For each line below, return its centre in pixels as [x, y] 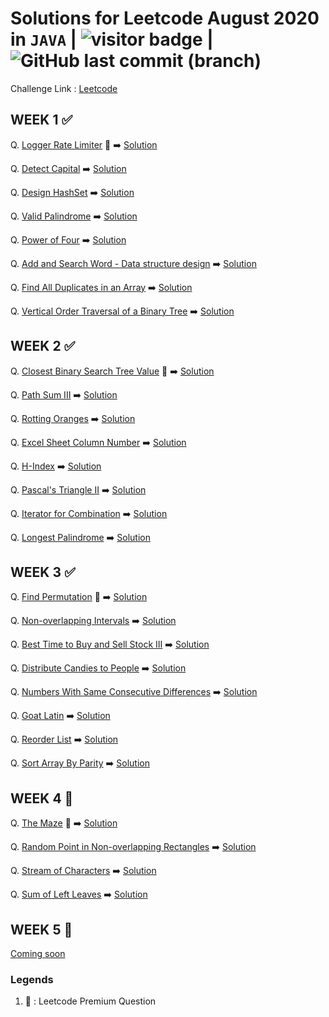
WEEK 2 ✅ [43, 346]
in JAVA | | [112, 39]
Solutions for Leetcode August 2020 [165, 18]
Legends [32, 979]
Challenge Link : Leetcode [64, 88]
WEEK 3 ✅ [43, 572]
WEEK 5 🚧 [41, 929]
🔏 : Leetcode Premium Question [90, 1001]
